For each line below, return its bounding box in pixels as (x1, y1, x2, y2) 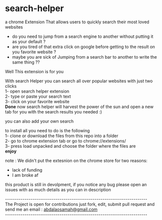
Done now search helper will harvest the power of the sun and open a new (5, 104, 154, 110)
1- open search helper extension (5, 88, 70, 94)
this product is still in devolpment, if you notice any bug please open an (5, 181, 147, 187)
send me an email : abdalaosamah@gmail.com (5, 206, 98, 212)
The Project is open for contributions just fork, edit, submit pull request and (5, 201, 155, 207)
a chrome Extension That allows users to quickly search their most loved (5, 19, 149, 25)
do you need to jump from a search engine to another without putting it (12, 33, 154, 39)
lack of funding (12, 167, 43, 173)
